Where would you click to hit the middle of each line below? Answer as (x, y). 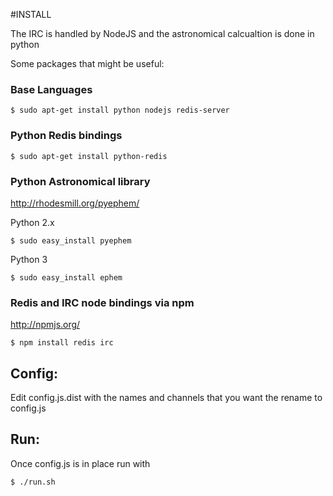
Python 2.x (32, 222)
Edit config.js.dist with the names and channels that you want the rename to (166, 397)
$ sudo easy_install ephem (66, 277)
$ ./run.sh (33, 482)
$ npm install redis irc (62, 343)
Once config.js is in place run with (80, 463)
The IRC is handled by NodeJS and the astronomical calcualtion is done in (162, 33)
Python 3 (29, 259)
